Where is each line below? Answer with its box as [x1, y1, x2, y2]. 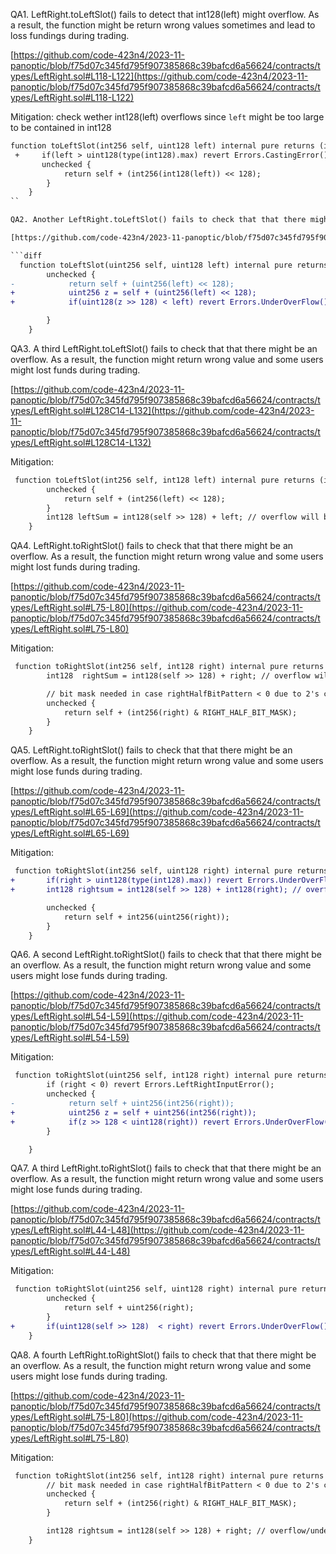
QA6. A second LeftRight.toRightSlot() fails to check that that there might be [10, 949, 322, 961]
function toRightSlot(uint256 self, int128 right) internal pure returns [14, 1070, 329, 1081]
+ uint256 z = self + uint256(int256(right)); [10, 1107, 257, 1118]
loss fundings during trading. [10, 30, 130, 41]
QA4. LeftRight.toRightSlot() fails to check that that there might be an [10, 540, 294, 552]
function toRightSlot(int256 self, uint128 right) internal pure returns [14, 866, 329, 876]
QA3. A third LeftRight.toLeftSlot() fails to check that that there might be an [10, 342, 318, 354]
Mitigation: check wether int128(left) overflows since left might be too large [10, 111, 325, 123]
